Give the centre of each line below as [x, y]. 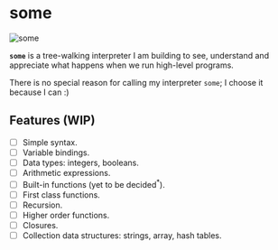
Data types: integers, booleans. [81, 162]
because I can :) [39, 92]
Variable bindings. [56, 153]
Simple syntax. [50, 142]
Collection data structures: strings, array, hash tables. [122, 235]
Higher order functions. [66, 215]
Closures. [40, 225]
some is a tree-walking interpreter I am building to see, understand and [139, 55]
